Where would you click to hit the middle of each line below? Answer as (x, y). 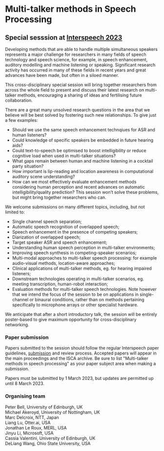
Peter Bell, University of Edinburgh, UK (44, 407)
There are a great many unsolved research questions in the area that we (78, 110)
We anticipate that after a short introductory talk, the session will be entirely (81, 314)
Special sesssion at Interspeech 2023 (64, 37)
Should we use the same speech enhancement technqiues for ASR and (83, 130)
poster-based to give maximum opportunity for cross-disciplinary (71, 320)
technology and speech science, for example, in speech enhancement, (76, 59)
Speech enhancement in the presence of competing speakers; (75, 232)
